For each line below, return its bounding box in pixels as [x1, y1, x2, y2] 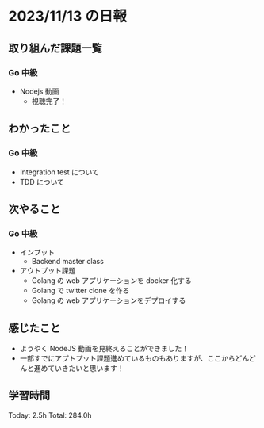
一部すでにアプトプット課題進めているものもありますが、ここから [19, 353, 235, 363]
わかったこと [8, 122, 71, 136]
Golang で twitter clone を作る [31, 286, 130, 296]
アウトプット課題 [19, 266, 76, 276]
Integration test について [19, 167, 99, 177]
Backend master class [31, 257, 105, 266]
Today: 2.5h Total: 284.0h [8, 410, 93, 420]
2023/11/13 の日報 [8, 7, 127, 25]
